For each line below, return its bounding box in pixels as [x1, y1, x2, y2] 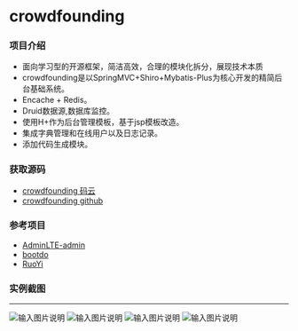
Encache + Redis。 [21, 95, 92, 106]
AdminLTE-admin [21, 240, 86, 250]
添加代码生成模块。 [21, 139, 93, 150]
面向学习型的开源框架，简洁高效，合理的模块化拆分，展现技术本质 [21, 61, 263, 72]
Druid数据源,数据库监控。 [21, 106, 115, 116]
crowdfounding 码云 [21, 185, 96, 196]
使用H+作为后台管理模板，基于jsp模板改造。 [21, 117, 184, 128]
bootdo [21, 249, 49, 260]
